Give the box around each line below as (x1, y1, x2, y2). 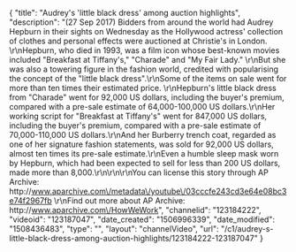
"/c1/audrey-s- (220, 224, 274, 233)
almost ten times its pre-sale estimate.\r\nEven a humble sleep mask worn (9, 149, 279, 158)
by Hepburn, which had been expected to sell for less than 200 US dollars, (9, 158, 281, 168)
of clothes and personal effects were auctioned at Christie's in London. (9, 35, 268, 46)
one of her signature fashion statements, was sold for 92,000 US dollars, (9, 139, 274, 149)
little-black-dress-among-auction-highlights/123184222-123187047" (9, 233, 258, 243)
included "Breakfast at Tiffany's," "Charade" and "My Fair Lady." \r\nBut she (9, 55, 286, 65)
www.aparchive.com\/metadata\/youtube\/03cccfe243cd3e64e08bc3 (31, 186, 287, 196)
